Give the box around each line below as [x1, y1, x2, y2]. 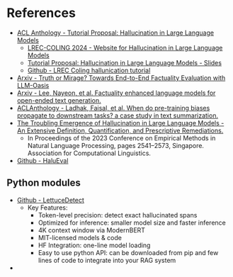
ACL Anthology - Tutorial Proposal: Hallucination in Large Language [16, 28, 214, 37]
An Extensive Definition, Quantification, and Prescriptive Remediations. [16, 126, 224, 135]
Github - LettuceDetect [16, 196, 84, 204]
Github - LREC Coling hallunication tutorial [27, 66, 151, 74]
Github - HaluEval [16, 156, 69, 164]
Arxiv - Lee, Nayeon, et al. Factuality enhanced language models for [16, 89, 216, 97]
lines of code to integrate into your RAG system [38, 256, 176, 264]
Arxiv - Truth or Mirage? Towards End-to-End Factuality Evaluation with [16, 73, 226, 82]
